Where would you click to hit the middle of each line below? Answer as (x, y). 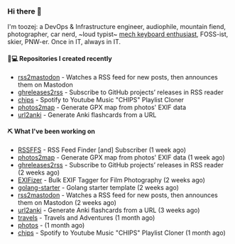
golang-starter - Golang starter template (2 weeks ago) (98, 187)
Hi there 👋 (25, 11)
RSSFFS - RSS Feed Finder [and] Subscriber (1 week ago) (102, 150)
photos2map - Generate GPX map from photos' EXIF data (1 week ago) (121, 157)
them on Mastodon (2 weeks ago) (67, 202)
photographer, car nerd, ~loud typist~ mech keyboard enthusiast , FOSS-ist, (118, 34)
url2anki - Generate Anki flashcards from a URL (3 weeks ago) (109, 210)
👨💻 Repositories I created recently (60, 58)
